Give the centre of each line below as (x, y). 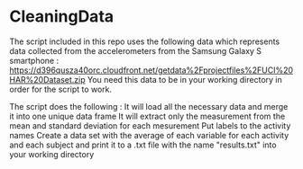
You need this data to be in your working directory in (184, 79)
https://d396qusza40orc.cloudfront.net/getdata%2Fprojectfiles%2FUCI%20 (151, 70)
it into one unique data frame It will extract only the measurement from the (147, 116)
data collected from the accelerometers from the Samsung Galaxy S (136, 50)
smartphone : (34, 60)
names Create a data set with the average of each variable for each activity (149, 135)
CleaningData (62, 17)
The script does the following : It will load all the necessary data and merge (149, 106)
